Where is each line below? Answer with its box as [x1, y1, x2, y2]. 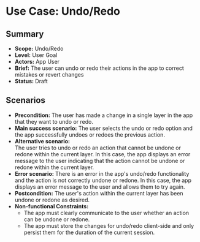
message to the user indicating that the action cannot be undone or [14, 157, 185, 164]
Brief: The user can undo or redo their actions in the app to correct [14, 64, 185, 72]
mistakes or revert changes [14, 71, 84, 78]
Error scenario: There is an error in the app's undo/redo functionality [14, 170, 190, 177]
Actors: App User [14, 58, 60, 65]
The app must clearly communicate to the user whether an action [23, 209, 190, 216]
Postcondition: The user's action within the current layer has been [14, 189, 183, 197]
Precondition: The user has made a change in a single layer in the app [14, 112, 193, 119]
